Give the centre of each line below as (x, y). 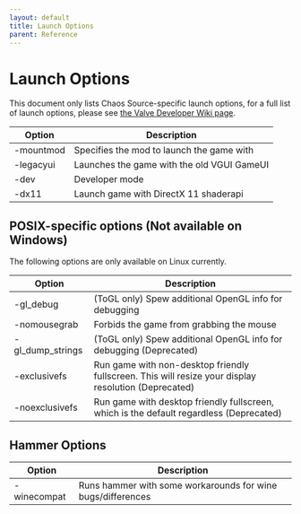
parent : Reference (43, 34)
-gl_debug (36, 304)
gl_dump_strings (48, 351)
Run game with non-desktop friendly (172, 365)
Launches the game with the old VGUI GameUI (172, 165)
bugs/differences (115, 496)
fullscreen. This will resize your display (175, 376)
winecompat (40, 496)
